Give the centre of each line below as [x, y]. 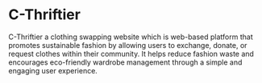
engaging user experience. [53, 70]
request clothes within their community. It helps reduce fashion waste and [131, 53]
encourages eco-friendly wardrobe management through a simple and [125, 62]
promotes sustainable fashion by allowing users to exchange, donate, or [128, 45]
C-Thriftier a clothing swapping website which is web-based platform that [131, 37]
